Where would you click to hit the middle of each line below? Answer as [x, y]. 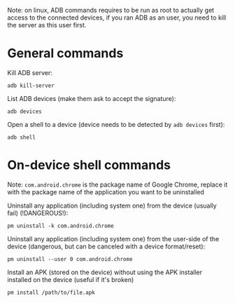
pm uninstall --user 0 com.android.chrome [70, 259]
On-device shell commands [89, 165]
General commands [65, 54]
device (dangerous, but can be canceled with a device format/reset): [106, 246]
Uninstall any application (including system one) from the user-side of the [113, 238]
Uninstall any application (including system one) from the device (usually [112, 206]
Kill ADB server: [30, 72]
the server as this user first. [47, 25]
